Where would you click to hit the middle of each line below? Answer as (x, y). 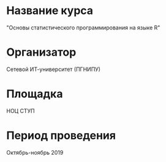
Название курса (50, 11)
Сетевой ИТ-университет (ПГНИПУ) (54, 69)
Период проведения (61, 136)
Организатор (41, 52)
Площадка (35, 94)
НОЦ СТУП (21, 111)
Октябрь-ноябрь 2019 (35, 152)
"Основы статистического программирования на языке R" (83, 28)
